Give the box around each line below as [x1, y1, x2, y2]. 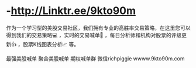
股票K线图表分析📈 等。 [22, 40, 80, 47]
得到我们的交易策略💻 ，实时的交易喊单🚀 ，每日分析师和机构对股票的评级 [6, 31, 182, 39]
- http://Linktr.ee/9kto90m [6, 4, 136, 18]
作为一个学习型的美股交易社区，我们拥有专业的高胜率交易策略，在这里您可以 [6, 24, 191, 31]
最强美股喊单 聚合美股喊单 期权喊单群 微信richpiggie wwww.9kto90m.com [6, 55, 185, 62]
